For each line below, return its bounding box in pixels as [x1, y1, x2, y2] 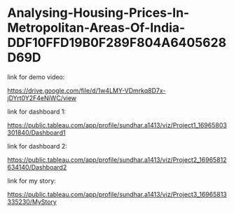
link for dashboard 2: [7, 142, 68, 150]
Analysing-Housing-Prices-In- [7, 5, 190, 21]
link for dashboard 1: [7, 107, 67, 116]
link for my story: [7, 177, 56, 185]
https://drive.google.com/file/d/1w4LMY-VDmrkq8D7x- [7, 86, 166, 95]
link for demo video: [7, 72, 65, 81]
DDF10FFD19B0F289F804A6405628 [7, 35, 226, 50]
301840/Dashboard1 [7, 128, 66, 137]
